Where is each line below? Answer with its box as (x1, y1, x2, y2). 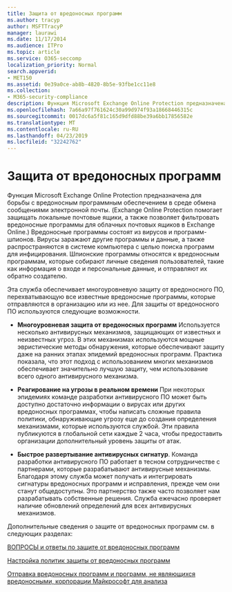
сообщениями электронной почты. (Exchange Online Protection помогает (7, 206, 223, 214)
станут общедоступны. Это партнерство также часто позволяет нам (17, 487, 220, 495)
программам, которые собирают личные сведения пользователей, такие (7, 257, 224, 266)
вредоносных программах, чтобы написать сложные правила (17, 408, 202, 416)
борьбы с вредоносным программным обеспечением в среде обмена (7, 198, 216, 207)
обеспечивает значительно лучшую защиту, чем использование (17, 365, 209, 373)
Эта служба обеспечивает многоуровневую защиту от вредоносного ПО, (7, 285, 225, 294)
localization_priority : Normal (7, 61, 97, 68)
